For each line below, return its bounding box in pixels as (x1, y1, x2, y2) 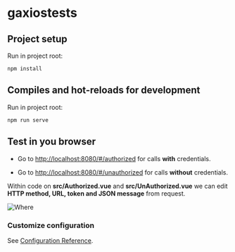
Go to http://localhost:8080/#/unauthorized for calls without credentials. (17, 168, 229, 177)
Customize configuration (7, 220, 95, 230)
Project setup (7, 33, 68, 45)
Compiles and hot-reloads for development (7, 84, 201, 96)
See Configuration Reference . (7, 236, 94, 244)
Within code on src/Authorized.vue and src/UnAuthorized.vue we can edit (7, 182, 228, 190)
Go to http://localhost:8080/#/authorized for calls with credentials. (17, 154, 211, 163)
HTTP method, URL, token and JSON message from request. (7, 189, 186, 198)
